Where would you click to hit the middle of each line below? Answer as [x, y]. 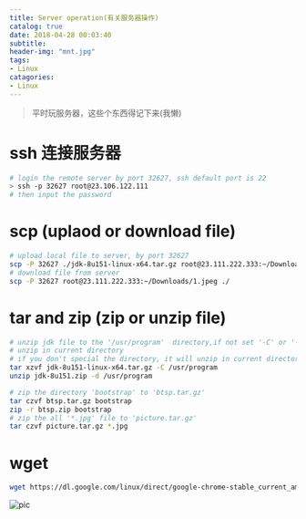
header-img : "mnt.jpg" [52, 52]
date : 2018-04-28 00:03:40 [61, 35]
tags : [20, 60]
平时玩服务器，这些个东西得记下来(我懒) [107, 113]
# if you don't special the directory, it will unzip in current [136, 359]
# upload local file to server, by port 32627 [99, 256]
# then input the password [61, 195]
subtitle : [28, 43]
